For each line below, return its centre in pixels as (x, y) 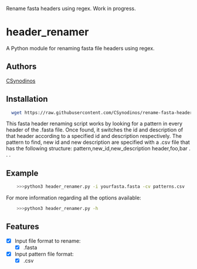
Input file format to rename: (47, 241)
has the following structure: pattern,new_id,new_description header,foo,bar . (98, 149)
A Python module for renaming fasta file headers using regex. (80, 48)
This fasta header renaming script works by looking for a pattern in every (94, 124)
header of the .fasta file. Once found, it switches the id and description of (95, 130)
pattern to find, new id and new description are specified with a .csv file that (98, 142)
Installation (27, 99)
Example (22, 173)
